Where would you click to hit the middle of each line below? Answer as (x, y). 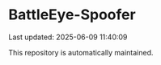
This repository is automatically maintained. (81, 52)
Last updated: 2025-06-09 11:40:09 (68, 37)
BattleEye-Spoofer (72, 15)
